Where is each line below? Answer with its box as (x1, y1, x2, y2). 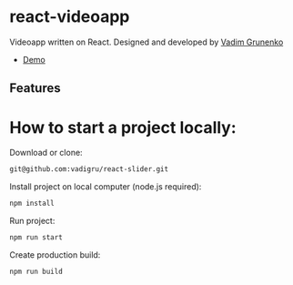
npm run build (9, 267, 64, 276)
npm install (9, 198, 55, 209)
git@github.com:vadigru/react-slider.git (9, 165, 169, 174)
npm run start (9, 233, 64, 242)
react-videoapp (9, 6, 130, 27)
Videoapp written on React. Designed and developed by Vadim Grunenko (9, 36, 284, 47)
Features (9, 80, 61, 97)
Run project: (9, 216, 56, 227)
